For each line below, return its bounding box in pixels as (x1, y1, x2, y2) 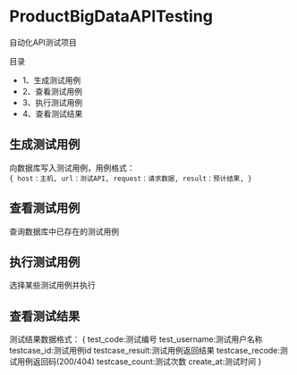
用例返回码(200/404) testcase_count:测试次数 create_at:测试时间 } (16, 356, 262, 367)
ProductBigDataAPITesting (9, 6, 213, 27)
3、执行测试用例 (21, 96, 83, 108)
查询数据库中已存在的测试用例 (9, 226, 119, 237)
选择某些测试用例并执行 (9, 279, 96, 291)
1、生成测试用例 (21, 74, 81, 86)
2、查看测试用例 (21, 86, 83, 96)
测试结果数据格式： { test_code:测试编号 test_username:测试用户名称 (9, 334, 263, 345)
